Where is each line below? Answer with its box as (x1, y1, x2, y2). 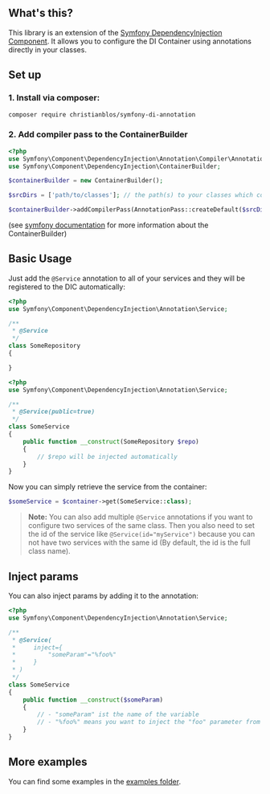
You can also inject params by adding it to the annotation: (8, 591, 199, 601)
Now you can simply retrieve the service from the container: (8, 482, 207, 492)
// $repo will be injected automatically (37, 452, 178, 460)
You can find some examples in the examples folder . (8, 776, 182, 786)
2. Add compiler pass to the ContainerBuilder (8, 129, 189, 140)
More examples (8, 755, 88, 769)
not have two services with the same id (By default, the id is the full (27, 538, 251, 547)
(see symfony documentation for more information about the (8, 220, 209, 230)
